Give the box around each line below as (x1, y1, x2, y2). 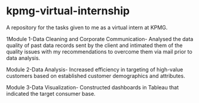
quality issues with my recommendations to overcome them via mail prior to (6, 48, 192, 55)
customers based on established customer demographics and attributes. (6, 72, 185, 79)
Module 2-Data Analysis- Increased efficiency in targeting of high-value (6, 65, 183, 73)
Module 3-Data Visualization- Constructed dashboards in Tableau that (6, 83, 179, 90)
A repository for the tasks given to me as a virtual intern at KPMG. (6, 24, 168, 31)
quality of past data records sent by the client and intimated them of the (6, 42, 183, 49)
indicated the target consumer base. (6, 90, 96, 97)
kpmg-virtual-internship (6, 4, 130, 18)
